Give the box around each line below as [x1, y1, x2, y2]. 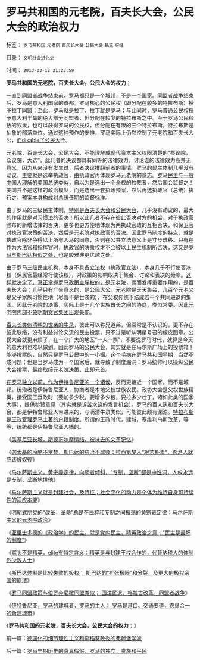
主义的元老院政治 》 [6, 516, 54, 523]
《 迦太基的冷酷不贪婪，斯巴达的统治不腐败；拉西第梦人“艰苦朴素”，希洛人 [6, 448, 189, 456]
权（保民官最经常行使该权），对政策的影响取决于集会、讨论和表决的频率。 [6, 271, 186, 278]
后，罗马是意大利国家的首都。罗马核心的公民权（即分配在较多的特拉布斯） [6, 99, 189, 106]
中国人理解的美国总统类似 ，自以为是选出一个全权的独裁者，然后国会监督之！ [6, 179, 194, 186]
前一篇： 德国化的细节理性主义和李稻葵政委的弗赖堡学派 [6, 634, 142, 642]
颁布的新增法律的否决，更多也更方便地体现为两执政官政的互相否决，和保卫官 [6, 221, 194, 228]
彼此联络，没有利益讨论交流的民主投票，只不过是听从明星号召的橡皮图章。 [6, 328, 189, 335]
